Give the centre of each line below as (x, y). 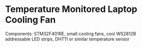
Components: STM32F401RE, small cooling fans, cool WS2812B (71, 33)
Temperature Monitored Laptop (71, 9)
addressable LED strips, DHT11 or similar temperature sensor (67, 39)
